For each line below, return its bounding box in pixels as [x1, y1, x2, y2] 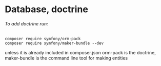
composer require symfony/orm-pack [5, 37, 81, 42]
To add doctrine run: [5, 20, 48, 26]
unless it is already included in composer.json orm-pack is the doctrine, [5, 50, 156, 56]
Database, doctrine [5, 4, 88, 15]
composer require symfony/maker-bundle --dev [5, 41, 104, 46]
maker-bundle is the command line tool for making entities [5, 55, 128, 61]
